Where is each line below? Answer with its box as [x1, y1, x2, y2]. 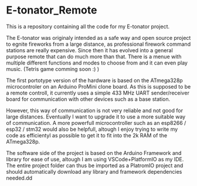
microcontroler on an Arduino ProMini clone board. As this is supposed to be [6, 83, 191, 90]
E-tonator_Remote [6, 4, 97, 17]
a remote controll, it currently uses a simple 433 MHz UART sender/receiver [6, 89, 189, 96]
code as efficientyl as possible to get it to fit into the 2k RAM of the [6, 131, 168, 138]
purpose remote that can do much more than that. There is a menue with [6, 53, 182, 60]
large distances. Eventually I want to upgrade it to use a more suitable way [6, 113, 186, 120]
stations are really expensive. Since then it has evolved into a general [6, 46, 173, 53]
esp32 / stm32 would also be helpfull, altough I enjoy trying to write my [6, 126, 178, 133]
